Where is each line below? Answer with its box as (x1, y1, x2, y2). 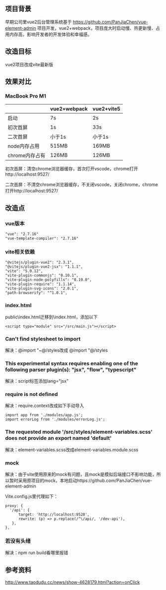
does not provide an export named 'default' (5, 435, 112, 442)
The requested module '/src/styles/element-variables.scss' (5, 428, 153, 435)
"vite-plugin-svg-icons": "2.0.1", (5, 286, 79, 291)
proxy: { (5, 503, 23, 508)
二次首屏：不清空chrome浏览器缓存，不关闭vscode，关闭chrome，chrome (5, 182, 158, 188)
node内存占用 (7, 143, 40, 150)
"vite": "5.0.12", (5, 269, 43, 274)
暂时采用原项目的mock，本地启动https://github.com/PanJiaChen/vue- (9, 478, 153, 484)
